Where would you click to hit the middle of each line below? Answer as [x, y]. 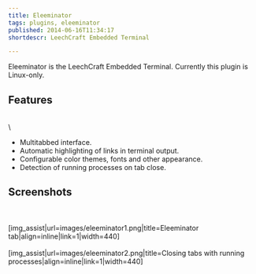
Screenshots [40, 193]
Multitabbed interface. [56, 143]
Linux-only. [26, 75]
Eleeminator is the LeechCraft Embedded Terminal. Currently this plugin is [128, 67]
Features [30, 100]
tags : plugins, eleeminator [54, 23]
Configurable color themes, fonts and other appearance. [111, 159]
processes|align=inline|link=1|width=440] [76, 261]
